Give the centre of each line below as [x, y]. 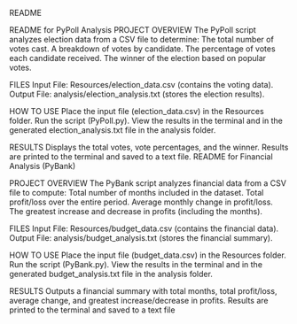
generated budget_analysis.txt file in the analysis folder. [111, 274]
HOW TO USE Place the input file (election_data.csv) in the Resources [137, 111]
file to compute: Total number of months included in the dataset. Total [137, 193]
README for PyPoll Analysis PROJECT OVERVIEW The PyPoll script [133, 30]
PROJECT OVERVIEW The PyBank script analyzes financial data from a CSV [148, 183]
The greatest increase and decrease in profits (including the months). [136, 211]
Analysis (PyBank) [43, 166]
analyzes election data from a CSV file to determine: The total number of [142, 39]
